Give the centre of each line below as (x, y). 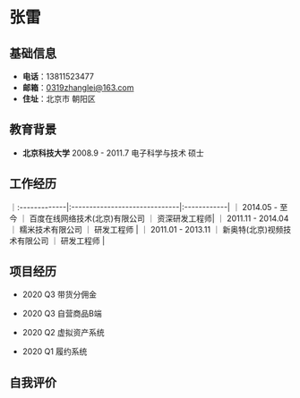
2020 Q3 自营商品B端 (62, 314)
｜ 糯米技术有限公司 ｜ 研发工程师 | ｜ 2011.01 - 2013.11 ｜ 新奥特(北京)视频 (146, 229)
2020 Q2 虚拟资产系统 (63, 333)
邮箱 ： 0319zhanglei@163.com (78, 88)
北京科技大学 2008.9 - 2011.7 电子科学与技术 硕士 (113, 153)
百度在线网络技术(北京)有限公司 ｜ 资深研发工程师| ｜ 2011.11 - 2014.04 (159, 218)
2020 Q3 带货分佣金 (59, 294)
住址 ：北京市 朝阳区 (59, 99)
